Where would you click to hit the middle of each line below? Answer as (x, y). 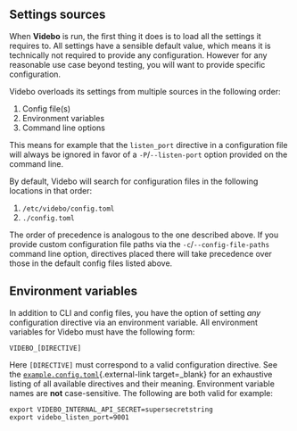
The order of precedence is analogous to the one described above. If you (144, 235)
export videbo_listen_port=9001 (69, 417)
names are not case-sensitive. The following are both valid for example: (141, 393)
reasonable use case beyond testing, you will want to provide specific (137, 64)
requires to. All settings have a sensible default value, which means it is (140, 46)
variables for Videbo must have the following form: (102, 332)
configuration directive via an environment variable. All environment (134, 322)
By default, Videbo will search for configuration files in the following (134, 181)
